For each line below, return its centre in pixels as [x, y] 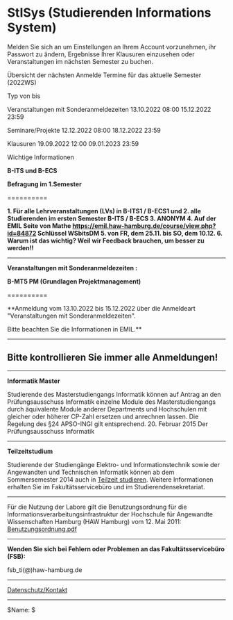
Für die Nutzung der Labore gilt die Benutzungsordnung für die [97, 507]
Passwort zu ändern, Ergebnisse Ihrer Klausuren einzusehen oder [101, 54]
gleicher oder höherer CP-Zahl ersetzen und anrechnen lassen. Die [103, 416]
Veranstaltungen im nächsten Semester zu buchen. [80, 61]
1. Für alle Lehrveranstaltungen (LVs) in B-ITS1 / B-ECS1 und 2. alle [104, 211]
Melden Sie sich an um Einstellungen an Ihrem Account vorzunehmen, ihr [112, 47]
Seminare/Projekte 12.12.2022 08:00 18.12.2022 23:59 [84, 130]
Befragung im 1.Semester [44, 184]
